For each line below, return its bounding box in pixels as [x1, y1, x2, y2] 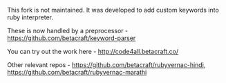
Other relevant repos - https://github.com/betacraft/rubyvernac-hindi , [7, 61, 206, 68]
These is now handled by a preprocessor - [7, 27, 129, 35]
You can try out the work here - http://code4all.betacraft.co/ [7, 48, 179, 55]
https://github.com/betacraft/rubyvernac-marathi [7, 68, 147, 76]
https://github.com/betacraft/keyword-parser [7, 34, 136, 42]
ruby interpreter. [7, 13, 54, 21]
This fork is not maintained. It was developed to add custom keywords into [7, 6, 219, 14]
